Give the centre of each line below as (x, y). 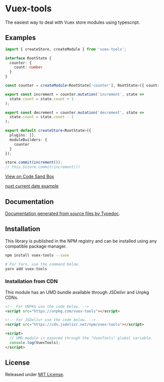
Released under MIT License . (35, 375)
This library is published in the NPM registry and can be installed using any (81, 241)
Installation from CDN (32, 281)
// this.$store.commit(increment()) (43, 167)
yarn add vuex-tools (26, 269)
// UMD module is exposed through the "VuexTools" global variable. (81, 338)
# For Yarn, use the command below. (43, 264)
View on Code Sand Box (30, 176)
